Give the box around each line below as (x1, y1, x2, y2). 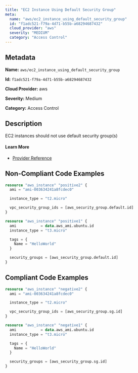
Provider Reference (12, 155, 52, 161)
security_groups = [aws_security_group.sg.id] (9, 359, 107, 364)
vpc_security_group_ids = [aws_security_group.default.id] (9, 205, 134, 210)
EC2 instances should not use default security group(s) (5, 133, 118, 139)
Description (5, 120, 42, 128)
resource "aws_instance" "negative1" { (5, 323, 88, 328)
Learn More (5, 144, 30, 150)
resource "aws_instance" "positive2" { (5, 182, 88, 188)
